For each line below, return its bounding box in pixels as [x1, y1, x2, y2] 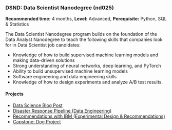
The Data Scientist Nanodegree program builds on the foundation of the [5, 31, 158, 37]
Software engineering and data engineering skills [12, 74, 117, 80]
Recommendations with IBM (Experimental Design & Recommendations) [12, 113, 165, 119]
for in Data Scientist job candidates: [5, 42, 81, 48]
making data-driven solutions [12, 57, 75, 63]
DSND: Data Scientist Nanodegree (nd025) [5, 4, 114, 11]
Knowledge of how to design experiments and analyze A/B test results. [12, 79, 163, 85]
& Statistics [5, 21, 29, 27]
